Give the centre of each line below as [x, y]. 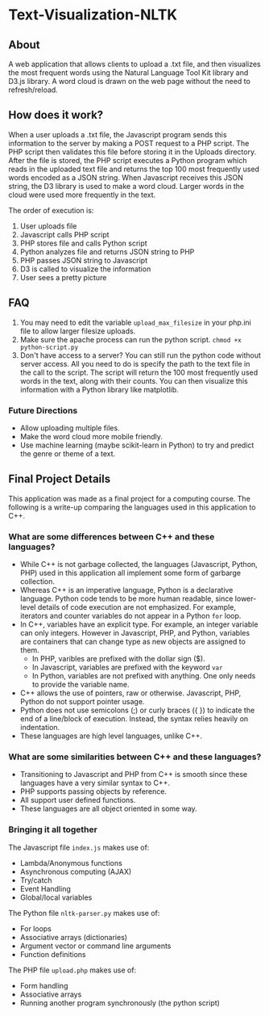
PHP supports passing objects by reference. [93, 791]
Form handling [44, 985]
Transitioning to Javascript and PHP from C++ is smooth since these [134, 775]
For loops [36, 928]
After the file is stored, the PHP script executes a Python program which [128, 160]
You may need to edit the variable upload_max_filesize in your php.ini [135, 322]
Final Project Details [60, 479]
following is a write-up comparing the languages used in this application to [132, 507]
